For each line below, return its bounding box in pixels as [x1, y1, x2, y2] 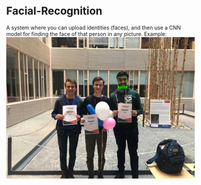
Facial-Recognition [6, 4, 103, 18]
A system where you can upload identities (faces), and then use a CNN [6, 24, 181, 31]
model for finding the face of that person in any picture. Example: [6, 30, 167, 37]
